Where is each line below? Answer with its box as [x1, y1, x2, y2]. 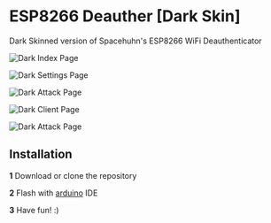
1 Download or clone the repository [9, 170, 137, 181]
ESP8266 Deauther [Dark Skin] [9, 6, 241, 27]
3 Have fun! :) [9, 204, 59, 215]
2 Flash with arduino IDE [9, 188, 98, 198]
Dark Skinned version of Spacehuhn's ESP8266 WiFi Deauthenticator [9, 35, 263, 46]
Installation [9, 147, 73, 162]
